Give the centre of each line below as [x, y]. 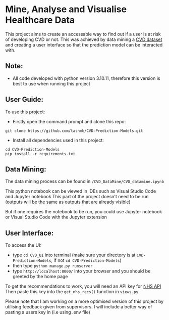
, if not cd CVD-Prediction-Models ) [87, 260]
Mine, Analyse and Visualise [66, 9]
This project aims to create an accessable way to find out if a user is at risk [83, 34]
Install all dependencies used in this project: [58, 140]
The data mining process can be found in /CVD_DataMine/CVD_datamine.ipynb [85, 181]
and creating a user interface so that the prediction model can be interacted [84, 44]
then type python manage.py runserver [52, 266]
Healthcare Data [40, 20]
